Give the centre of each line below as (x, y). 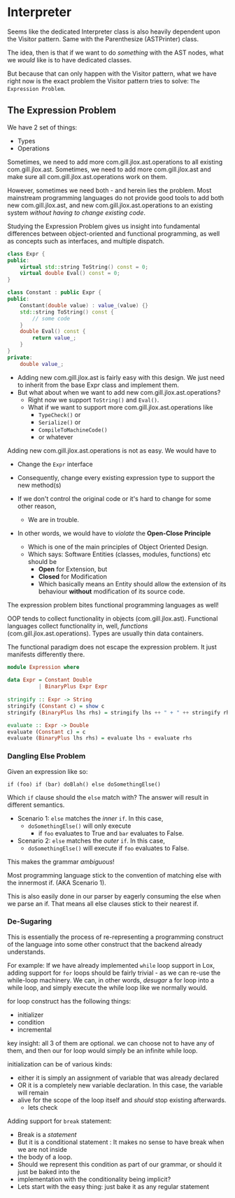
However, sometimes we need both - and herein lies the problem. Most (109, 190)
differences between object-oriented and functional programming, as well (114, 233)
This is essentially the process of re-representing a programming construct (115, 937)
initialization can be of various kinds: (60, 1064)
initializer (30, 1015)
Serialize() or (59, 422)
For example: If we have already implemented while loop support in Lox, (111, 965)
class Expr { (26, 254)
